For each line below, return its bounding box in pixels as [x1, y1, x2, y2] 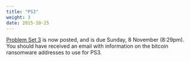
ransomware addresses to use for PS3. [6, 49, 102, 56]
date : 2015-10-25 [6, 20, 50, 26]
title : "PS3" [6, 8, 39, 15]
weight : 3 [6, 14, 31, 20]
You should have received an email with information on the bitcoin [6, 42, 168, 50]
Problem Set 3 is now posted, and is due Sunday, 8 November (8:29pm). [6, 36, 185, 44]
